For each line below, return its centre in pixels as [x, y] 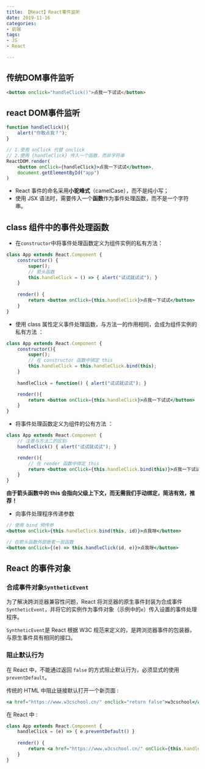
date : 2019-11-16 [28, 18]
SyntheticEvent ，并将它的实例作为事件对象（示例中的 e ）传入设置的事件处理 [102, 609]
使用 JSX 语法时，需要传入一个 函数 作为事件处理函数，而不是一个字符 [102, 198]
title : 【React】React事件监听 [43, 12]
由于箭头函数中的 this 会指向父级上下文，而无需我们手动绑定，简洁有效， [98, 493]
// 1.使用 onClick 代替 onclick [46, 150]
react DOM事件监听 [43, 113]
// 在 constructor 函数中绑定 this [70, 361]
